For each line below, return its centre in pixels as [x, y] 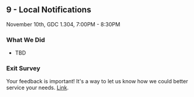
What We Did [26, 40]
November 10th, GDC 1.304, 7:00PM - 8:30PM [63, 24]
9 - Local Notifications [49, 10]
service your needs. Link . [38, 88]
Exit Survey [23, 68]
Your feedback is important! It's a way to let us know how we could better [97, 81]
